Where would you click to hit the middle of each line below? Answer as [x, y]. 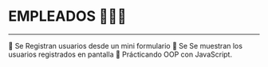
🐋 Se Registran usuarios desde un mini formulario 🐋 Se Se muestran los [126, 45]
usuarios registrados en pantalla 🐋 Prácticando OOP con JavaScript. [120, 54]
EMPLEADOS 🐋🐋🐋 [67, 16]
